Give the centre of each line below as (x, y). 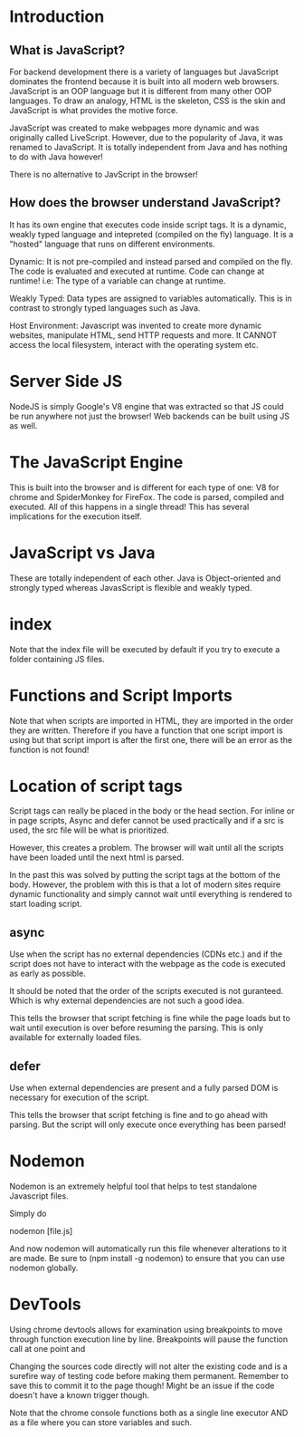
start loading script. (46, 904)
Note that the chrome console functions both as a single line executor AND (149, 1413)
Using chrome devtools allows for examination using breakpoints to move (146, 1329)
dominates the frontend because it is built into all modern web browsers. (144, 82)
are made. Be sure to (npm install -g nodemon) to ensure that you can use (147, 1258)
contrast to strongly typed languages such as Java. (105, 308)
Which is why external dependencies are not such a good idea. (127, 1001)
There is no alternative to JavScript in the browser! (104, 174)
